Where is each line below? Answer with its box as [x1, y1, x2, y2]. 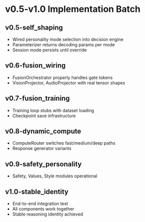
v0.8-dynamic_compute [5, 127, 82, 136]
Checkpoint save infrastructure [12, 113, 76, 119]
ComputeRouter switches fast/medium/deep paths [12, 140, 115, 146]
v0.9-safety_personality [5, 160, 82, 168]
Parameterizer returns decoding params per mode [12, 42, 115, 48]
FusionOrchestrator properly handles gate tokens [12, 74, 113, 80]
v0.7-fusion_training [5, 94, 70, 103]
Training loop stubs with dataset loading [12, 107, 95, 113]
